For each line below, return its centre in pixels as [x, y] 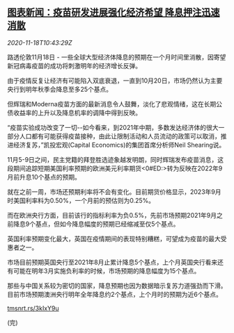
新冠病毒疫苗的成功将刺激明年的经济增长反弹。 [74, 65]
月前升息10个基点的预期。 [44, 177]
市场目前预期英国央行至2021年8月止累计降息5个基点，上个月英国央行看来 [112, 262]
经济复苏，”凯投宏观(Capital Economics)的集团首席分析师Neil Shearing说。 [119, 145]
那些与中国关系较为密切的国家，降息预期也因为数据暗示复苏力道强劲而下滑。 [117, 285]
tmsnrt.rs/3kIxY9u [33, 308]
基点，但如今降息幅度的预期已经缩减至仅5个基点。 [107, 224]
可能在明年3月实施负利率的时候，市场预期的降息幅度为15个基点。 [107, 270]
